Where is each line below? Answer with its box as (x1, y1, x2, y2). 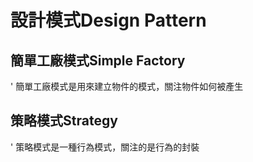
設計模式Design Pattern (10, 9, 207, 32)
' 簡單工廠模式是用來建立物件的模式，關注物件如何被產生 (10, 81, 244, 92)
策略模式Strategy (10, 112, 118, 130)
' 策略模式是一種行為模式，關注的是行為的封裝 (10, 141, 200, 153)
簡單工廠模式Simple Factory (10, 52, 186, 69)
